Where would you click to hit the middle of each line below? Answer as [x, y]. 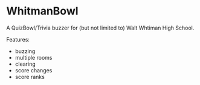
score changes [34, 70]
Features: [18, 39]
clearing [25, 64]
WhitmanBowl [42, 11]
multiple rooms [34, 57]
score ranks [30, 77]
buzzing [25, 51]
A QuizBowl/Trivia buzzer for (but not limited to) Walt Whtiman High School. [100, 28]
